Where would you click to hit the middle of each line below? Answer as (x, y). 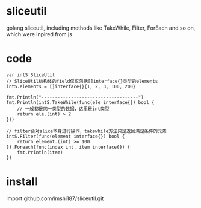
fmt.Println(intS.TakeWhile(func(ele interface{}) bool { (80, 102)
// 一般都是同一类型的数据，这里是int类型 (63, 109)
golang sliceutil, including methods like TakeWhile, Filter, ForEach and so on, (101, 28)
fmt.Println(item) (40, 152)
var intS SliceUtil (31, 75)
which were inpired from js (39, 34)
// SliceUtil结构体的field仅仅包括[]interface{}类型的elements (82, 81)
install (22, 182)
